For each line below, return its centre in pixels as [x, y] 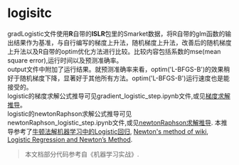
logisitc [30, 13]
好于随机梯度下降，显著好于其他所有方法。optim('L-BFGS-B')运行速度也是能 [118, 78]
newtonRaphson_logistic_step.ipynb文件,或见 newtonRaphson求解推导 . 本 [115, 122]
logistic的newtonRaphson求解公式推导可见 [70, 113]
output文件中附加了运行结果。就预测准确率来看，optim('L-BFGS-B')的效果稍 [119, 69]
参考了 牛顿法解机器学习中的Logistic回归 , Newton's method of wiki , [111, 131]
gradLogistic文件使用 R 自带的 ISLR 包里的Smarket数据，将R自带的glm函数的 [116, 33]
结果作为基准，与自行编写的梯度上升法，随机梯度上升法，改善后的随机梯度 [122, 42]
